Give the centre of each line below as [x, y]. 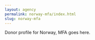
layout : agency [20, 10]
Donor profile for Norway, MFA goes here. [47, 33]
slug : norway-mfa [23, 19]
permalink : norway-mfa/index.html [41, 14]
